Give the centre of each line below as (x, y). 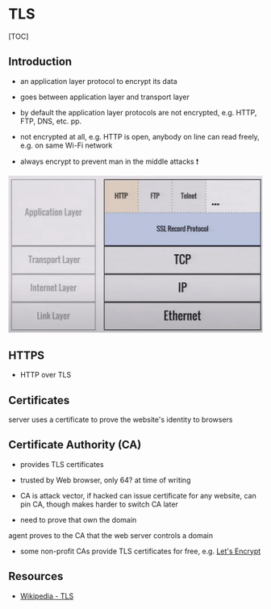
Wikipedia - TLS (47, 596)
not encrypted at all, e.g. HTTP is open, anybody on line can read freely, (140, 136)
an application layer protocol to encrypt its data (98, 81)
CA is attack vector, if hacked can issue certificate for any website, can (138, 495)
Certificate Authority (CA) (75, 445)
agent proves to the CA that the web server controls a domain (111, 535)
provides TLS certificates (62, 464)
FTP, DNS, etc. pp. (51, 121)
